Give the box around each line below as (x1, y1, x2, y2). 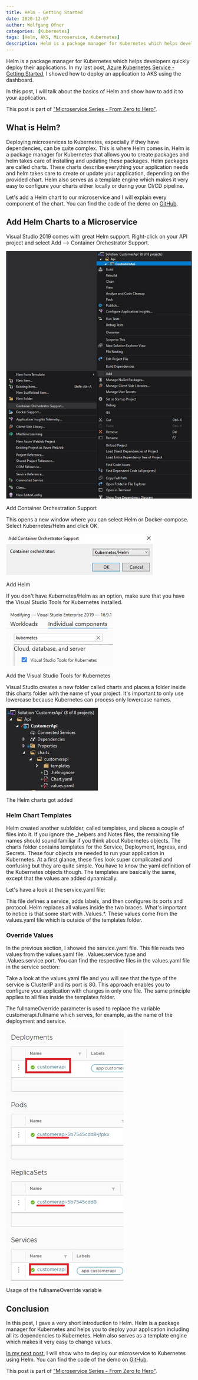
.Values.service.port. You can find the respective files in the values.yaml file (6, 957, 190, 964)
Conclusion (6, 1304, 49, 1314)
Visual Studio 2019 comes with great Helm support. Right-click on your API (6, 233, 188, 240)
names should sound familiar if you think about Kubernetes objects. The (6, 837, 181, 844)
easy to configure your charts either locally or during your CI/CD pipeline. (6, 182, 184, 189)
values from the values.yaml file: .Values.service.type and (6, 951, 146, 958)
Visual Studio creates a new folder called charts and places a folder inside (6, 683, 186, 690)
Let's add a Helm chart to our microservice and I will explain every (6, 194, 167, 201)
